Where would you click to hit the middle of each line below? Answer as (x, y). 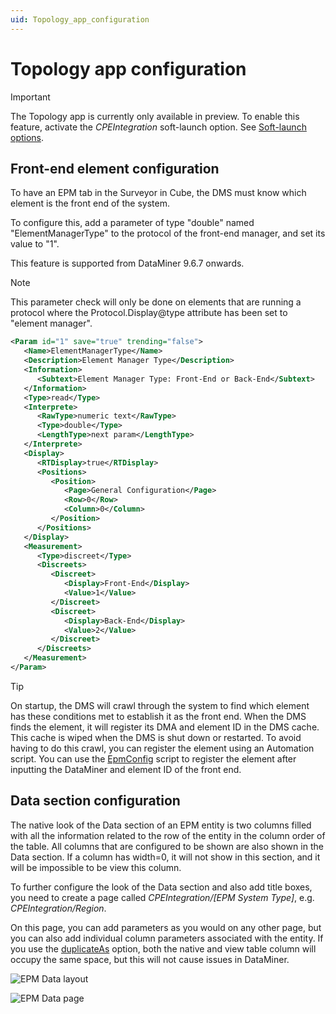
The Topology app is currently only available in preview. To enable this (155, 116)
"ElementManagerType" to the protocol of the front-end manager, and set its (168, 233)
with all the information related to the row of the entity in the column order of (168, 835)
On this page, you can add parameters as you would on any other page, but (166, 927)
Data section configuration (95, 801)
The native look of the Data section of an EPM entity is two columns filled (161, 825)
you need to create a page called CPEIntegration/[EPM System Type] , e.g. (162, 897)
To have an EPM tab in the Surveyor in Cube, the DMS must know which (158, 193)
